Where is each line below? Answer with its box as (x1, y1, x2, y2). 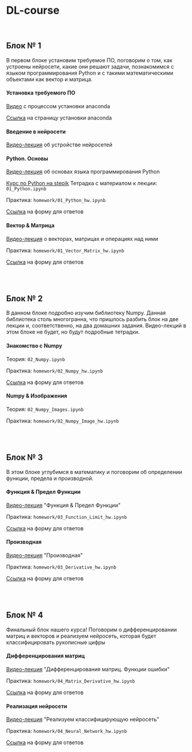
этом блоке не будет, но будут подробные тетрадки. (6, 328, 140, 335)
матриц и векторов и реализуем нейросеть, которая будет (6, 632, 156, 640)
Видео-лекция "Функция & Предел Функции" (6, 502, 121, 509)
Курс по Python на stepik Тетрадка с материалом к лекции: (6, 180, 157, 187)
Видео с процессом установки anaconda (6, 102, 110, 109)
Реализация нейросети (6, 702, 67, 710)
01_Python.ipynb (6, 186, 47, 192)
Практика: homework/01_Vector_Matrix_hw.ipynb (6, 246, 125, 254)
